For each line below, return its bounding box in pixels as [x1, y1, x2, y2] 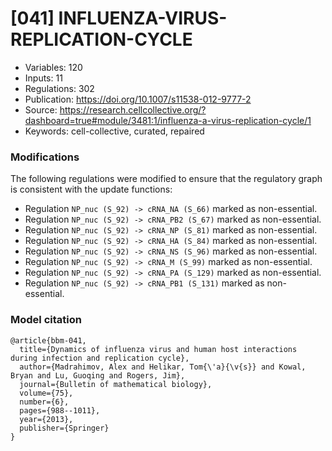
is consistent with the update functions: [10, 183, 173, 196]
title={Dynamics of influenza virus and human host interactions [19, 344, 298, 354]
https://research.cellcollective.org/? [59, 103, 207, 116]
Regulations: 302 [24, 82, 95, 94]
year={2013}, [19, 414, 74, 424]
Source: [24, 103, 58, 116]
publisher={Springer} [19, 423, 110, 433]
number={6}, [19, 397, 70, 407]
